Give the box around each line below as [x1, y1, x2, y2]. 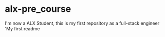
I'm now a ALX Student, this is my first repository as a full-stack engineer [5, 20, 160, 26]
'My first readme [5, 25, 40, 31]
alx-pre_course [5, 3, 71, 15]
